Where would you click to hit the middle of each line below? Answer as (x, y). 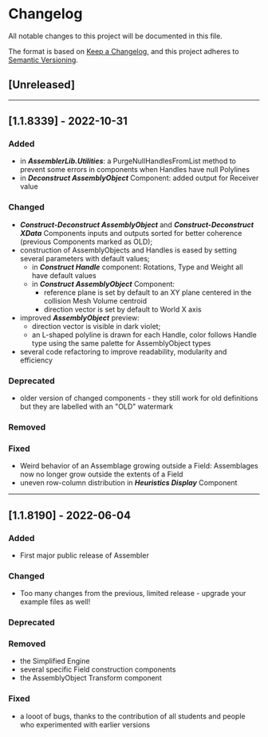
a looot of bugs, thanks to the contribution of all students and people (132, 716)
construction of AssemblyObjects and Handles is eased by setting (128, 250)
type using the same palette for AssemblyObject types (121, 343)
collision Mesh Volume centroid (95, 300)
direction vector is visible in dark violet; (96, 326)
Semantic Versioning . (43, 60)
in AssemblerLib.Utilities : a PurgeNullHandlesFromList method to (128, 161)
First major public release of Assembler (84, 555)
